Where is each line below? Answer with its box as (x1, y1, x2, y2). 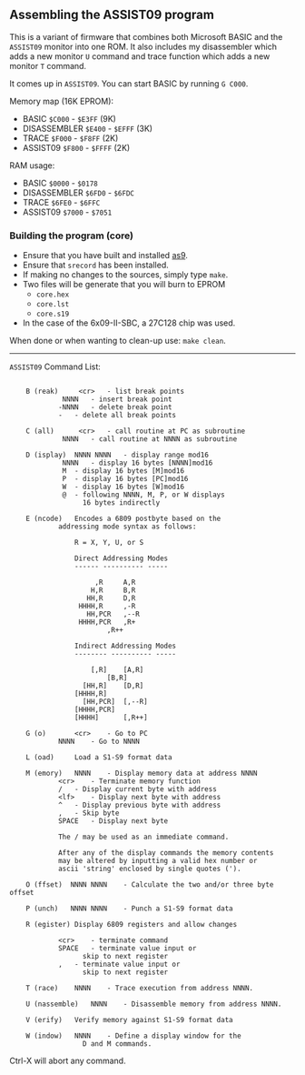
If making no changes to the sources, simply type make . (22, 269, 229, 280)
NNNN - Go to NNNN (57, 737, 141, 747)
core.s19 (35, 309, 70, 319)
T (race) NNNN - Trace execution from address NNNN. (25, 984, 254, 993)
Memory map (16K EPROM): (9, 95, 114, 106)
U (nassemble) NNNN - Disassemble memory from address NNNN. (25, 1000, 282, 1009)
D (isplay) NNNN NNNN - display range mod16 (25, 450, 209, 460)
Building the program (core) (9, 229, 134, 242)
